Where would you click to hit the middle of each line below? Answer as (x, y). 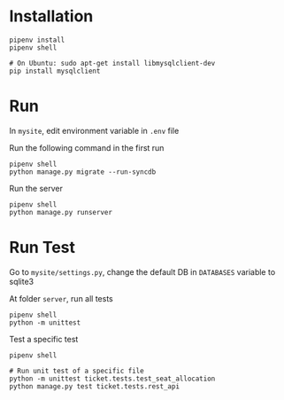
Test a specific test (44, 339)
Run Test (42, 248)
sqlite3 (21, 281)
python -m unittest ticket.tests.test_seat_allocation (112, 379)
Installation (51, 16)
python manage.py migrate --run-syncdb (83, 172)
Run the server (36, 188)
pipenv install (37, 40)
